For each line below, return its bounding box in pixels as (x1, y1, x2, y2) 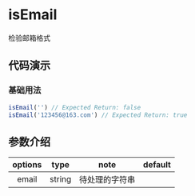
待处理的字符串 (78, 174, 136, 186)
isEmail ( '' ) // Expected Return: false (8, 103, 141, 111)
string (49, 174, 72, 185)
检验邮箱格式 (8, 33, 50, 42)
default (142, 159, 172, 170)
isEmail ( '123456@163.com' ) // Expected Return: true (8, 110, 188, 119)
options (12, 159, 42, 170)
